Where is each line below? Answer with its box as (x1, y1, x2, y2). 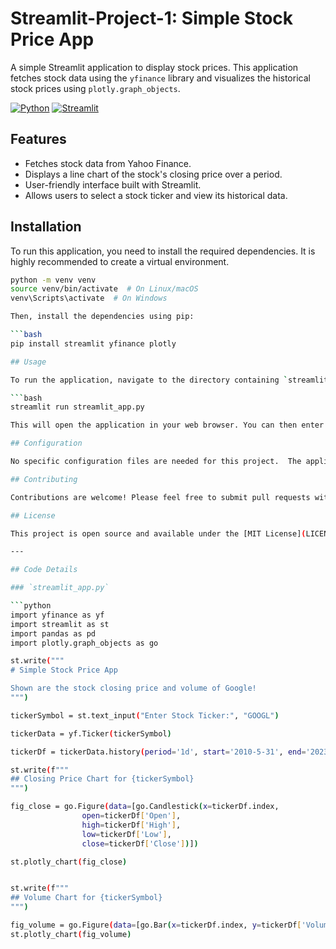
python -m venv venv (10, 275, 97, 285)
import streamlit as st (10, 619, 110, 629)
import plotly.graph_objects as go (10, 638, 159, 648)
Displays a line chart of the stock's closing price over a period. (24, 168, 283, 180)
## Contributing (10, 474, 78, 484)
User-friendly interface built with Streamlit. (24, 178, 202, 191)
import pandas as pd (10, 628, 97, 639)
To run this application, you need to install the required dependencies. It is (10, 245, 316, 257)
